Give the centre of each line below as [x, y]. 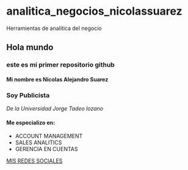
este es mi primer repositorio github [60, 65]
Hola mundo [30, 47]
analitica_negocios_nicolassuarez [94, 11]
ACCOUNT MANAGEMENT [49, 136]
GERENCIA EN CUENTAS [46, 149]
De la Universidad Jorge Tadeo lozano [55, 109]
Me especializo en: [31, 122]
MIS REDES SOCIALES [34, 161]
